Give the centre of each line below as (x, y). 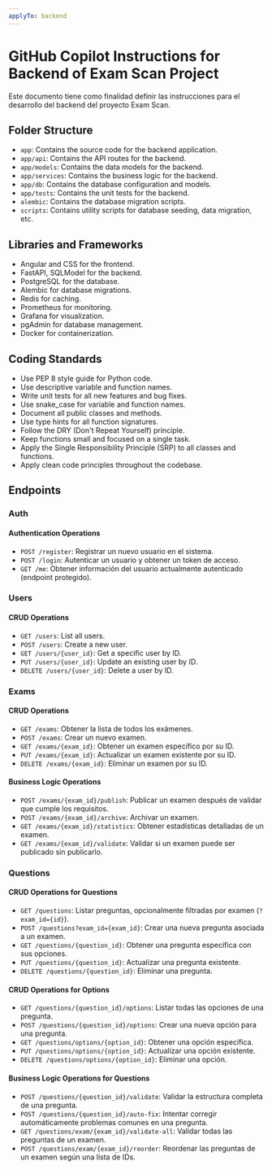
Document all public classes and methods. (91, 413)
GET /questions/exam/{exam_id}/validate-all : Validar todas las (126, 1131)
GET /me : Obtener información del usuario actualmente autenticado (132, 568)
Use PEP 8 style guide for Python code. (86, 378)
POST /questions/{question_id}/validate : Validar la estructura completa (142, 1096)
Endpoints (35, 490)
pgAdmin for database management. (82, 325)
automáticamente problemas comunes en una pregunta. (114, 1122)
